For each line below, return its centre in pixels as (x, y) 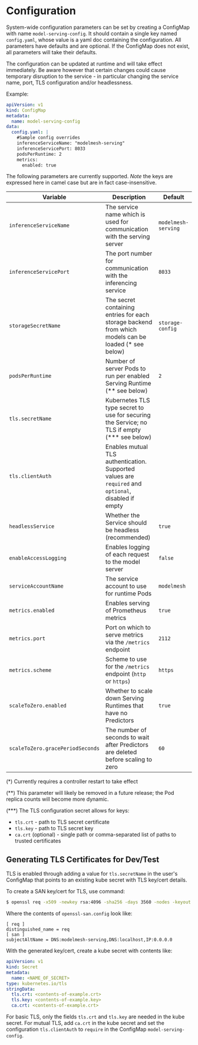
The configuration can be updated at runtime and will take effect (84, 64)
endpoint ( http (126, 674)
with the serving (128, 237)
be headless (122, 530)
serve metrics (124, 635)
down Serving (125, 699)
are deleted (121, 752)
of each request (127, 555)
